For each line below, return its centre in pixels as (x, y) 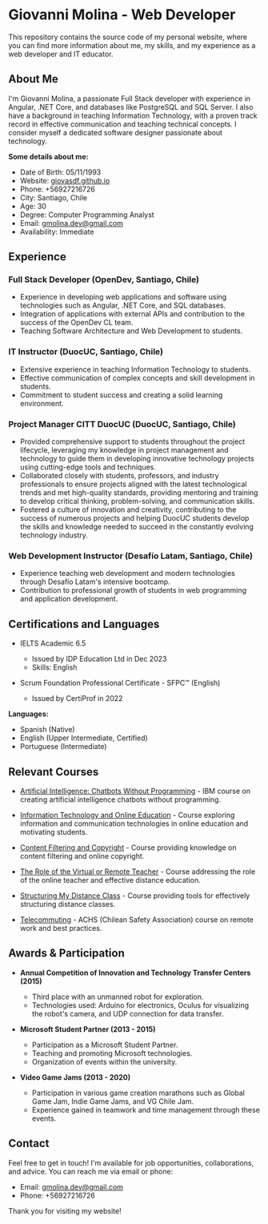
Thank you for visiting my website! (65, 1210)
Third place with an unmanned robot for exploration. (118, 997)
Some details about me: (48, 156)
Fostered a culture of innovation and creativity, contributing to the (128, 509)
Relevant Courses (54, 772)
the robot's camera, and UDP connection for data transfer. (128, 1013)
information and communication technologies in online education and (134, 823)
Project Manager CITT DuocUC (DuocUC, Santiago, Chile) (122, 424)
